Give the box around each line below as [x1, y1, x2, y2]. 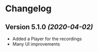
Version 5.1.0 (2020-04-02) [5, 23, 94, 31]
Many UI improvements [12, 41, 60, 47]
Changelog [5, 3, 52, 14]
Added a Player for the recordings [12, 36, 82, 42]
